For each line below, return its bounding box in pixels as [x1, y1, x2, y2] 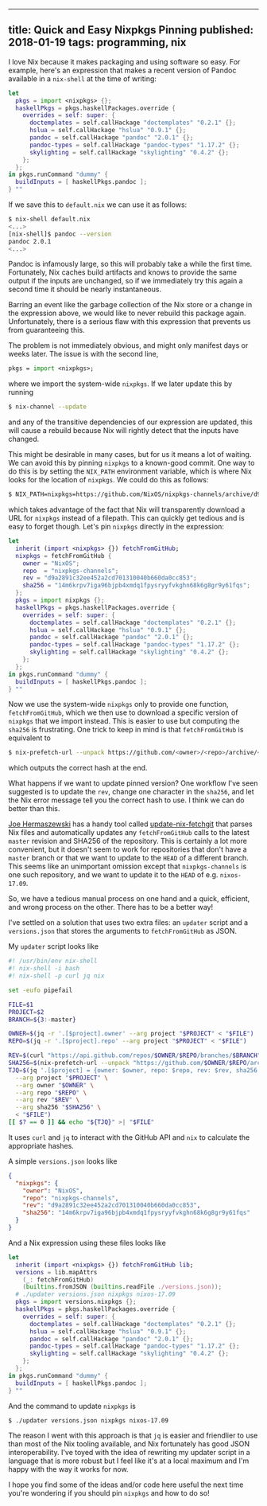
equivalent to [8, 733, 52, 743]
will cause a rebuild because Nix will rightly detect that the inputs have [8, 426, 239, 435]
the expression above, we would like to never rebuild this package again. [8, 308, 246, 318]
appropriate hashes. [8, 1141, 74, 1150]
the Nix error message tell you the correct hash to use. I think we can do [8, 795, 245, 805]
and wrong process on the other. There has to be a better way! [8, 903, 214, 912]
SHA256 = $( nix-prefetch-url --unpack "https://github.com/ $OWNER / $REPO [8, 1059, 247, 1067]
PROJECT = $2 [8, 1008, 44, 1016]
